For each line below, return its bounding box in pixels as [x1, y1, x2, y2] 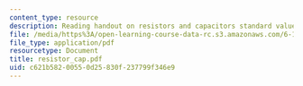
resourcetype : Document [9, 47, 99, 56]
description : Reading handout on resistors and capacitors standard [9, 21, 272, 30]
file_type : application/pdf [9, 38, 115, 47]
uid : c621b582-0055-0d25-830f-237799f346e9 [9, 64, 176, 73]
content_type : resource [9, 13, 99, 22]
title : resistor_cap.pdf [9, 55, 103, 64]
